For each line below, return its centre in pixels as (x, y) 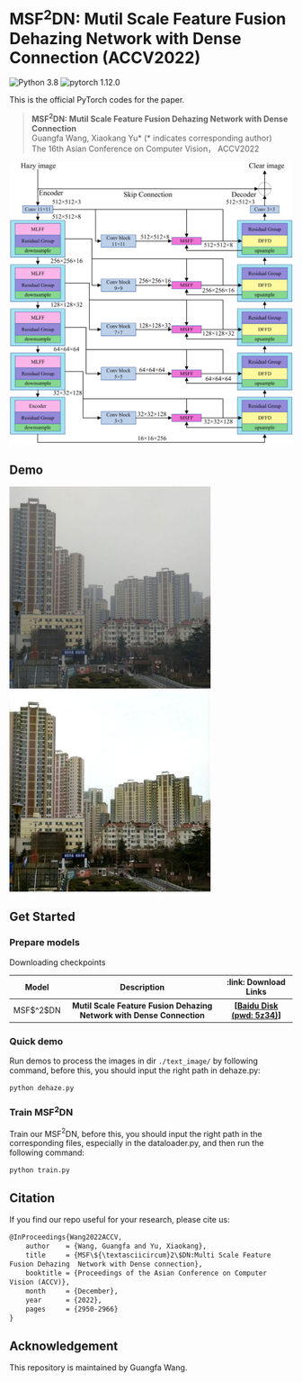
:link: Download (256, 982)
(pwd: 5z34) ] (256, 1016)
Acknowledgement (64, 1346)
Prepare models (45, 943)
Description (142, 987)
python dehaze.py (42, 1088)
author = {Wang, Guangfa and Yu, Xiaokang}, (116, 1247)
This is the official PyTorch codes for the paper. (97, 100)
